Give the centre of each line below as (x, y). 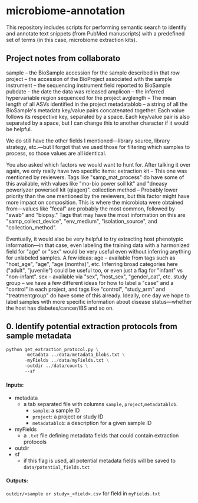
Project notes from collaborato (63, 58)
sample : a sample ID (56, 410)
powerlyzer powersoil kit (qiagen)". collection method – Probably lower (92, 190)
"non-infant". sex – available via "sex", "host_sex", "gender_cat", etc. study (97, 277)
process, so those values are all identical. (56, 153)
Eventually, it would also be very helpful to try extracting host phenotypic (95, 239)
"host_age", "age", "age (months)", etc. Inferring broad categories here (92, 264)
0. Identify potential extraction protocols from (92, 327)
